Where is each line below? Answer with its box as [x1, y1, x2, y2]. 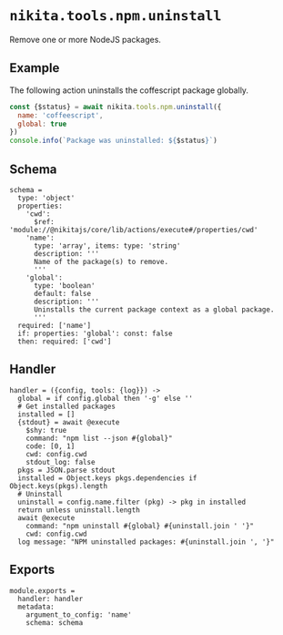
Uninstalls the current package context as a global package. [33, 304, 275, 314]
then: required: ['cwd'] [17, 336, 112, 346]
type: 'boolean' [33, 281, 96, 290]
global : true [17, 119, 67, 128]
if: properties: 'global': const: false [17, 329, 173, 338]
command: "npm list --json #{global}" [25, 434, 173, 443]
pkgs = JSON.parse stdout [17, 466, 116, 475]
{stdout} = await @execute [17, 417, 120, 426]
